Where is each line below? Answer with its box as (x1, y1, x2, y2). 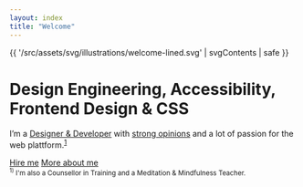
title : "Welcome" (9, 22, 76, 31)
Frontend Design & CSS (9, 98, 190, 119)
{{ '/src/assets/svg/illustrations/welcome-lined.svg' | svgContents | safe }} (9, 47, 289, 57)
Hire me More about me (9, 157, 99, 169)
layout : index (9, 13, 64, 23)
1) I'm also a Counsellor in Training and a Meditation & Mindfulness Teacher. (9, 167, 246, 178)
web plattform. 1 (9, 138, 68, 151)
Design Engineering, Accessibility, (9, 78, 277, 99)
